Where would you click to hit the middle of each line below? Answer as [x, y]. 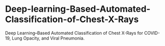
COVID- [152, 33]
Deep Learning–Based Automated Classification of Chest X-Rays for [74, 33]
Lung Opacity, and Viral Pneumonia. [48, 38]
